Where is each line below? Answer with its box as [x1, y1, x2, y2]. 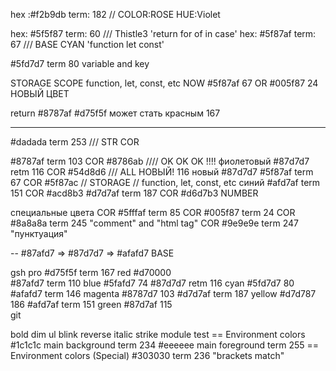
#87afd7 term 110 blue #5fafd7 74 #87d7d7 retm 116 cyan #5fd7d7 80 [10, 277, 295, 289]
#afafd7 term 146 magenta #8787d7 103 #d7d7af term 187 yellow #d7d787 [10, 288, 317, 299]
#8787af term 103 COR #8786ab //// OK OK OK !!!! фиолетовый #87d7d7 [10, 155, 310, 167]
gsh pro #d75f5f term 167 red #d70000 [10, 267, 172, 278]
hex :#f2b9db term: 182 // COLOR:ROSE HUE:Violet [10, 9, 221, 20]
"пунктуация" [10, 228, 68, 239]
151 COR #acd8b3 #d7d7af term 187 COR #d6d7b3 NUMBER [10, 187, 259, 199]
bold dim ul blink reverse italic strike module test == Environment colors [10, 329, 306, 340]
